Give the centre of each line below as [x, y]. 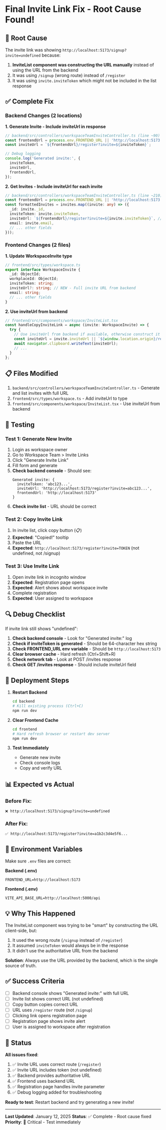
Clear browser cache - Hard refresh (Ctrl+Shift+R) [64, 654]
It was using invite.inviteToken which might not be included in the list [84, 81]
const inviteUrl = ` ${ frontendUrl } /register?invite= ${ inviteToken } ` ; [78, 145]
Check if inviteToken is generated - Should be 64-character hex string [84, 643]
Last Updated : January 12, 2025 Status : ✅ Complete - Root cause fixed [78, 1117]
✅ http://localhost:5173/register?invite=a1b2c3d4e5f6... [66, 834]
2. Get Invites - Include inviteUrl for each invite [54, 186]
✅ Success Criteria [35, 981]
